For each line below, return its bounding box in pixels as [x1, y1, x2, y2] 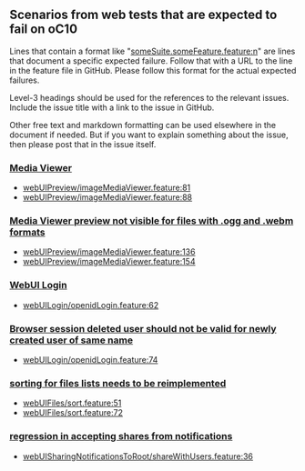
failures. [9, 75, 40, 85]
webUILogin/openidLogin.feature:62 [22, 299, 159, 310]
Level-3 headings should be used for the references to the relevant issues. [9, 92, 290, 103]
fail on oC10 [9, 22, 78, 37]
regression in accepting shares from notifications [9, 430, 233, 443]
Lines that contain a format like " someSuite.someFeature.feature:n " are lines [9, 45, 296, 56]
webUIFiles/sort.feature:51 [22, 397, 122, 408]
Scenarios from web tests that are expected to [9, 7, 278, 23]
